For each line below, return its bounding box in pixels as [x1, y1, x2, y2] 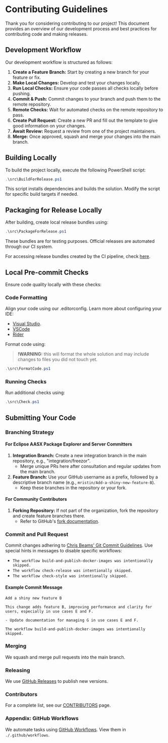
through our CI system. [5, 244, 53, 250]
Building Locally [5, 153, 57, 162]
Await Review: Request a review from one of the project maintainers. [12, 128, 156, 134]
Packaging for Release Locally [5, 206, 102, 214]
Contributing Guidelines [5, 4, 108, 15]
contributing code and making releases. [5, 31, 88, 37]
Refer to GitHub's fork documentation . [20, 518, 99, 524]
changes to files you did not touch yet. [17, 357, 98, 363]
